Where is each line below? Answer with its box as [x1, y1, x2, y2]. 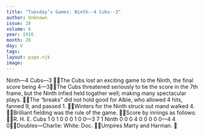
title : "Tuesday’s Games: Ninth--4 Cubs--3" [6, 9, 121, 15]
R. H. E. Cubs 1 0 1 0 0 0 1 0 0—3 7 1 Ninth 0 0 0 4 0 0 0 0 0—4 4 [13, 115, 176, 122]
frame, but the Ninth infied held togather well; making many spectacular [6, 89, 187, 97]
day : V [6, 43, 23, 49]
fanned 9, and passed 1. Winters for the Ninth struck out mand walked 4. [6, 102, 195, 109]
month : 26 [6, 37, 32, 43]
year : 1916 [6, 32, 34, 38]
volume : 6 [6, 26, 32, 32]
